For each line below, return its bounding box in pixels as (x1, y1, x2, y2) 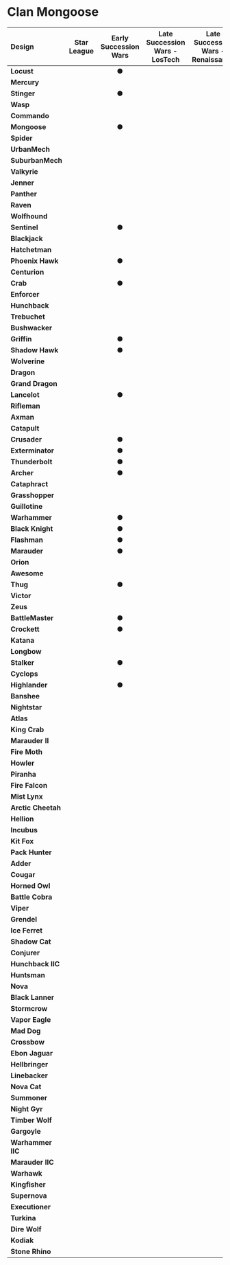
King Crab (10, 725, 44, 734)
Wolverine (10, 356, 45, 366)
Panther (10, 189, 38, 198)
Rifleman (10, 401, 40, 411)
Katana (10, 635, 35, 645)
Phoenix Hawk (10, 255, 59, 265)
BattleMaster (10, 613, 54, 622)
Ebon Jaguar (10, 1048, 53, 1058)
